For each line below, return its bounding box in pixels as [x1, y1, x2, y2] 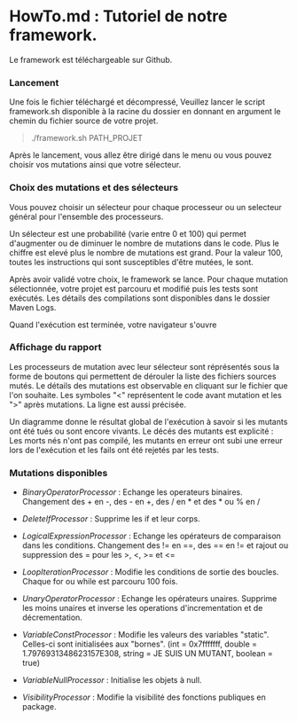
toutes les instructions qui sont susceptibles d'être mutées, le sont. [9, 256, 254, 267]
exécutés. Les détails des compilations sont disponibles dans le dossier [9, 293, 270, 303]
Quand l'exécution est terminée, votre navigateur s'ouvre [9, 319, 217, 330]
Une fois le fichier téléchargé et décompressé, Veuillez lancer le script [9, 97, 266, 107]
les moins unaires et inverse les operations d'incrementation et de [21, 603, 263, 614]
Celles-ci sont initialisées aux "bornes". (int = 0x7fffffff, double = [21, 639, 258, 649]
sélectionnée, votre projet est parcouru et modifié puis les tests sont [9, 283, 259, 294]
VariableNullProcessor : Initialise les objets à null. [21, 675, 202, 686]
